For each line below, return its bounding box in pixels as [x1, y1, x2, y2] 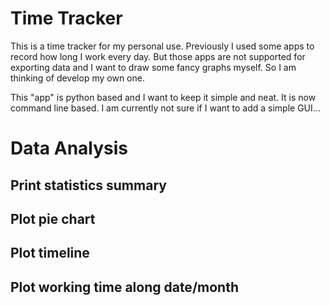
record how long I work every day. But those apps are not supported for [10, 50, 306, 62]
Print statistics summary [10, 177, 167, 194]
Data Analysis [10, 137, 129, 160]
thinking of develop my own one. [10, 72, 145, 84]
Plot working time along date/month [10, 278, 239, 296]
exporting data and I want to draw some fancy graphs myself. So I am [10, 61, 297, 73]
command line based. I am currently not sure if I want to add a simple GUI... [10, 102, 321, 114]
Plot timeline [10, 245, 90, 262]
